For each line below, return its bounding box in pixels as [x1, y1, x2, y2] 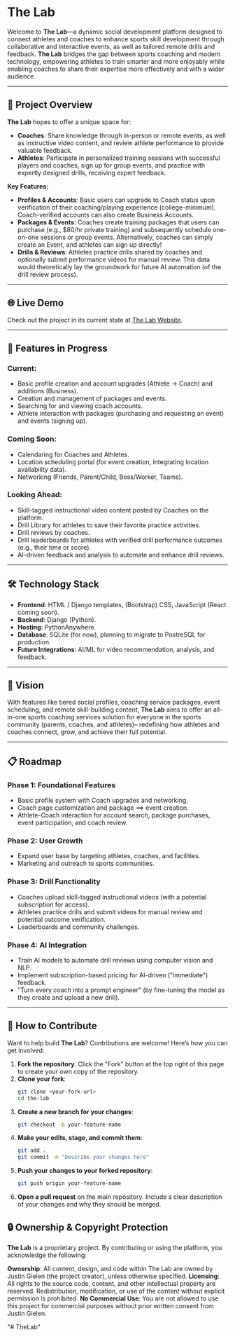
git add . [17, 1147, 47, 1154]
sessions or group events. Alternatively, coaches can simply [40, 233, 213, 241]
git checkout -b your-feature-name [17, 1121, 122, 1128]
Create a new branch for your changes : [17, 1107, 134, 1115]
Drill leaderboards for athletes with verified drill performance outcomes [17, 536, 222, 544]
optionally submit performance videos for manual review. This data [17, 255, 211, 264]
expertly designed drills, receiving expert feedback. [17, 168, 166, 177]
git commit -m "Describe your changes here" [17, 1154, 150, 1161]
